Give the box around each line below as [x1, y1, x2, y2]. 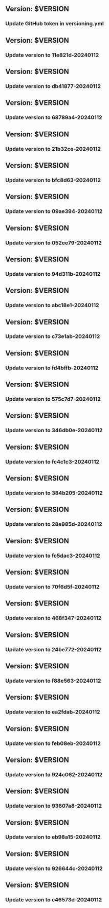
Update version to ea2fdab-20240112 [5, 708, 101, 716]
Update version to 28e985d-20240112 [5, 521, 102, 528]
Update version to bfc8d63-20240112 [5, 176, 101, 184]
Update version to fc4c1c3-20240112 [5, 458, 100, 465]
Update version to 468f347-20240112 [5, 615, 102, 622]
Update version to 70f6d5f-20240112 [5, 583, 100, 590]
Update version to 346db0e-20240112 [5, 427, 103, 434]
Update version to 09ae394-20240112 [5, 208, 103, 215]
